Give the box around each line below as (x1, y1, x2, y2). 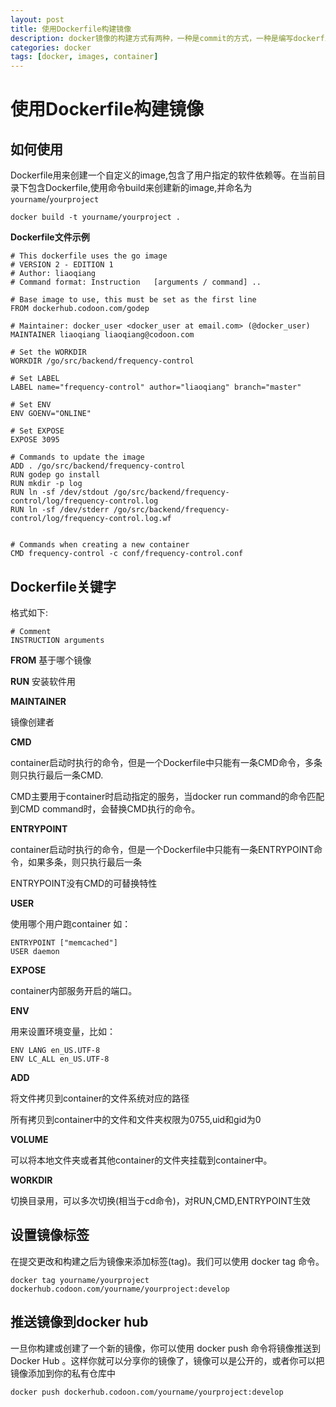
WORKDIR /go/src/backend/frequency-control (10, 356, 195, 366)
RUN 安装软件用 (10, 675, 77, 687)
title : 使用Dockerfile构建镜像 (10, 24, 132, 34)
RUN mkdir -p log (10, 479, 83, 489)
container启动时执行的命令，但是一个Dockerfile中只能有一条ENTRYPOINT (10, 843, 315, 855)
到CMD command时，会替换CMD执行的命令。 (10, 802, 201, 815)
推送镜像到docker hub (10, 1314, 149, 1331)
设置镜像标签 (10, 1227, 90, 1244)
